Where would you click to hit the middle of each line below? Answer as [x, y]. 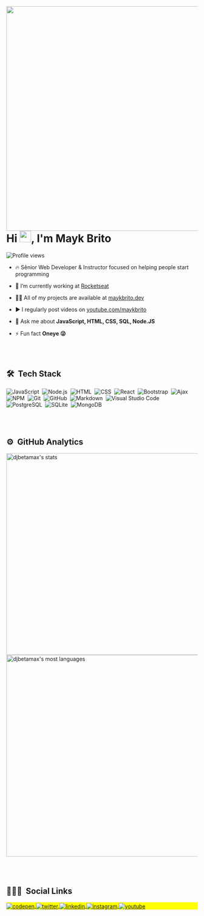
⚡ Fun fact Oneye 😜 [40, 333]
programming [32, 274]
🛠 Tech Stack [34, 374]
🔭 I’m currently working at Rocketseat [62, 286]
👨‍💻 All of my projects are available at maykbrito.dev [80, 297]
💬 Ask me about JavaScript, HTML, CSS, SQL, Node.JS [85, 321]
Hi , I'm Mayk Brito [59, 238]
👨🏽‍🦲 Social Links [39, 891]
